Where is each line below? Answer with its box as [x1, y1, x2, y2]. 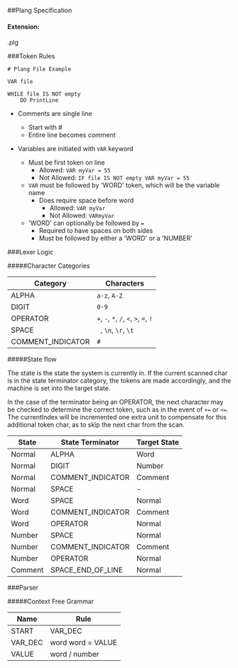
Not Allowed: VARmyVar [49, 212, 115, 220]
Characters [105, 278, 144, 288]
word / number [49, 649, 99, 659]
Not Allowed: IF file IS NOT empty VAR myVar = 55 [38, 174, 190, 182]
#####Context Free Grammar [7, 597, 94, 606]
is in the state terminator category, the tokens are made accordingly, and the [7, 377, 232, 385]
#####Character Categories [7, 261, 90, 270]
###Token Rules [7, 52, 55, 61]
